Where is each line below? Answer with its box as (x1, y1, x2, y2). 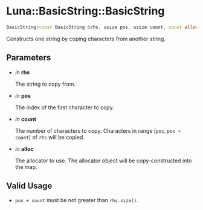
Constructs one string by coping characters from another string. (6, 35, 166, 42)
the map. (14, 163, 37, 170)
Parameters (6, 52, 51, 63)
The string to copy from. (14, 80, 76, 87)
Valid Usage (6, 181, 53, 191)
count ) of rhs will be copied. (14, 133, 85, 141)
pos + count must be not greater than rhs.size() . (14, 197, 138, 204)
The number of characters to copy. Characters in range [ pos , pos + (14, 127, 181, 134)
